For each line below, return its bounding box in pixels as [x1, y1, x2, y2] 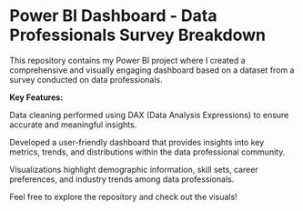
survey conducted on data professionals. [9, 74, 164, 85]
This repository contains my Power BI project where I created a [9, 55, 246, 65]
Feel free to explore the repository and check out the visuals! [9, 191, 238, 202]
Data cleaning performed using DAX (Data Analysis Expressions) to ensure [9, 109, 289, 120]
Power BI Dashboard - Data [9, 5, 217, 26]
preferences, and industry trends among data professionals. [9, 174, 235, 185]
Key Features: [9, 92, 64, 103]
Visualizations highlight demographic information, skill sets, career [9, 164, 259, 175]
